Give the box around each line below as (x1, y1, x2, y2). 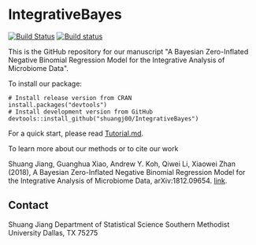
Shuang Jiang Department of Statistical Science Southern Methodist (8, 219, 230, 229)
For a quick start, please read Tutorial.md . (8, 128, 144, 138)
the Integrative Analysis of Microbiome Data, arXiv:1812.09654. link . (8, 176, 228, 185)
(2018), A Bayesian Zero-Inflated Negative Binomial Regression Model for (8, 167, 246, 176)
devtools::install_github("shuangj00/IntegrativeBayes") (8, 114, 199, 123)
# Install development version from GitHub (8, 108, 154, 116)
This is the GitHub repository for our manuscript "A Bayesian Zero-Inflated (8, 46, 249, 56)
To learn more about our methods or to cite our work (8, 143, 179, 153)
